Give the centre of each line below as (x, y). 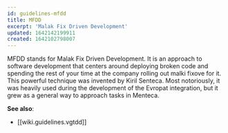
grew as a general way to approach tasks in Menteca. (84, 95)
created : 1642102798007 (41, 39)
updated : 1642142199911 (41, 33)
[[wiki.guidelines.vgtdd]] (52, 122)
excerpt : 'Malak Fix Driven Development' (68, 26)
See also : (21, 109)
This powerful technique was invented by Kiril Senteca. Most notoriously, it (114, 81)
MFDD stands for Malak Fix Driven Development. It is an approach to (105, 59)
